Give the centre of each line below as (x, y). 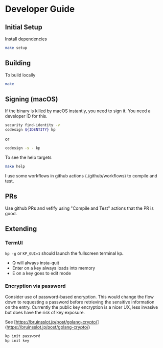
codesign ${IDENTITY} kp (30, 130)
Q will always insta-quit (36, 263)
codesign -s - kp (23, 148)
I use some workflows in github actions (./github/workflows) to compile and (81, 175)
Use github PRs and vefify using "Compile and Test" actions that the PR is (80, 208)
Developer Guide (40, 9)
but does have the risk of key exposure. (45, 312)
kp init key (17, 341)
